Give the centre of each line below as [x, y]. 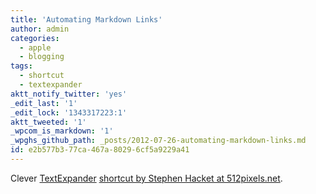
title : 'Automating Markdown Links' [86, 19]
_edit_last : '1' [44, 103]
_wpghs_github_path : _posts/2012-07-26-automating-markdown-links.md [158, 141]
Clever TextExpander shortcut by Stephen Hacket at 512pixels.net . [146, 178]
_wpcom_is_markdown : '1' [62, 131]
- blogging [42, 57]
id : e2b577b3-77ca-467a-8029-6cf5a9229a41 [100, 150]
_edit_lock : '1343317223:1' [69, 112]
